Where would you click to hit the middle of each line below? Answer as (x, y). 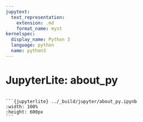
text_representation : (38, 17)
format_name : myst (39, 28)
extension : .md (35, 23)
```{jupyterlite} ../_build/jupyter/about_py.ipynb (71, 101)
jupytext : (18, 12)
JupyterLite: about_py (62, 80)
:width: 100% (22, 106)
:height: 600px (25, 112)
